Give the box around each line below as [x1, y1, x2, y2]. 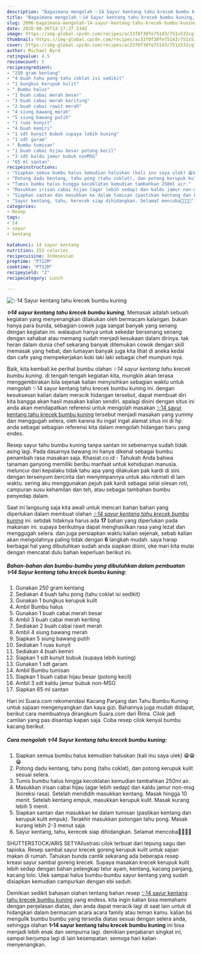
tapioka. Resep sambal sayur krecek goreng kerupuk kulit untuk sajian [7, 846, 179, 853]
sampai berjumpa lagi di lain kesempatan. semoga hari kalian [7, 934, 157, 941]
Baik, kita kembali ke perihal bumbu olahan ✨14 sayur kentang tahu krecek [7, 365, 191, 372]
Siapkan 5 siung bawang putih [15, 635, 90, 642]
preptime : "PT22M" [7, 258, 52, 265]
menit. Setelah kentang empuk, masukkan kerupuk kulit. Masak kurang [15, 796, 190, 803]
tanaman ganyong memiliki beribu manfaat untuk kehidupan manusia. [7, 460, 178, 467]
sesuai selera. [15, 770, 50, 778]
